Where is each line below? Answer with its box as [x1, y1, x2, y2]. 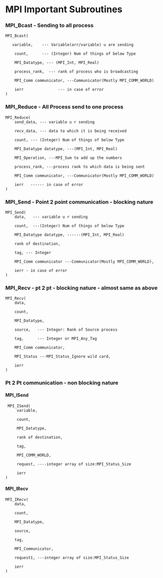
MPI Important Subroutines [5, 4, 123, 15]
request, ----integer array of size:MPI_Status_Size [16, 461, 131, 467]
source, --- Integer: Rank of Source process [14, 327, 118, 333]
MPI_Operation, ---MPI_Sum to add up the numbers [14, 155, 123, 160]
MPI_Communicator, [14, 546, 54, 551]
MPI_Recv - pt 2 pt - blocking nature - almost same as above [5, 285, 158, 291]
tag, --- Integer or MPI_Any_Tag [14, 336, 97, 341]
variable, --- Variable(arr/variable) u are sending [12, 42, 134, 48]
